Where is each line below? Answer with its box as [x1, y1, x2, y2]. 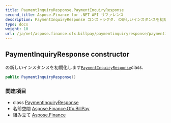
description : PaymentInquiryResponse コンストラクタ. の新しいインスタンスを [5, 17, 160, 22]
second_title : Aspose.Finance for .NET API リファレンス [5, 12, 124, 17]
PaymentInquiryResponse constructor [5, 50, 130, 59]
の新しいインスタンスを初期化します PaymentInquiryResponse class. [5, 64, 144, 70]
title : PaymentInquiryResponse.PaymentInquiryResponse [5, 7, 124, 13]
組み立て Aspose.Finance [12, 112, 66, 118]
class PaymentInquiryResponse [12, 99, 79, 105]
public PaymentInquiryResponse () [5, 75, 76, 80]
